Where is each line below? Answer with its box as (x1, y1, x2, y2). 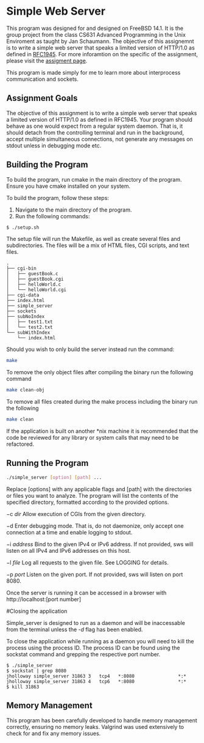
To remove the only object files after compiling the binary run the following (6, 369, 194, 376)
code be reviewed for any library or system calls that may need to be (6, 434, 179, 442)
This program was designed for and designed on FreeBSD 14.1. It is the (6, 24, 184, 32)
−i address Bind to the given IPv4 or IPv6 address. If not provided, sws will (6, 540, 194, 548)
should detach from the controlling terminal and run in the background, (6, 128, 185, 136)
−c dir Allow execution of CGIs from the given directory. (6, 510, 146, 517)
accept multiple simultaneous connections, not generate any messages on (6, 135, 193, 142)
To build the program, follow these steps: (6, 194, 110, 201)
